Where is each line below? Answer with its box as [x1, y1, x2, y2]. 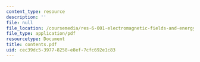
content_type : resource [6, 8, 65, 15]
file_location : [6, 25, 44, 31]
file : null [6, 19, 33, 25]
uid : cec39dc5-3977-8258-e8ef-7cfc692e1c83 [6, 47, 116, 53]
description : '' [6, 14, 46, 20]
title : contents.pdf [6, 42, 58, 48]
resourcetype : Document [6, 36, 65, 42]
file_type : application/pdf [6, 31, 76, 37]
